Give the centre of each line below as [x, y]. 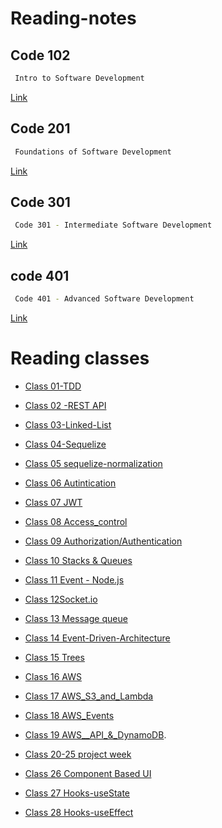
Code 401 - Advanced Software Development [104, 299]
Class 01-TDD [53, 386]
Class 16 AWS [53, 676]
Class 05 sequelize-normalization [93, 463]
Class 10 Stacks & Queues [78, 560]
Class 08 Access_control [76, 521]
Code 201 [40, 128]
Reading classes [80, 358]
